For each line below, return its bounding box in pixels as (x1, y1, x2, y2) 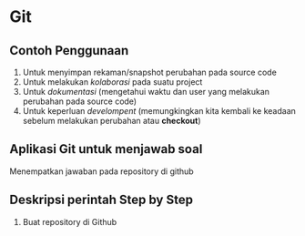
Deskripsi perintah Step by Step (9, 192, 194, 208)
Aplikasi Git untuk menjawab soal (9, 141, 203, 157)
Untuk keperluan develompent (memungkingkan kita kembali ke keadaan (22, 106, 296, 116)
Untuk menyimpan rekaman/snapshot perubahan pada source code (22, 67, 278, 77)
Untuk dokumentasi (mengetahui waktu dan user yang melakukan (22, 87, 270, 97)
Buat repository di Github (22, 216, 117, 227)
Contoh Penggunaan (9, 43, 129, 58)
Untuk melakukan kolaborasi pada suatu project (22, 77, 203, 87)
